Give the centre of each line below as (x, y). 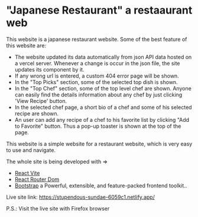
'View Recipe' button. (40, 101)
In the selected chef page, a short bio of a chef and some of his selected (103, 107)
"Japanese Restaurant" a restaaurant (99, 10)
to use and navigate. (31, 150)
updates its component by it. (49, 69)
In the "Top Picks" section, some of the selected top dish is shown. (96, 82)
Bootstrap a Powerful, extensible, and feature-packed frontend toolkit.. (101, 185)
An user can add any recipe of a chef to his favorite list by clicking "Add (102, 119)
